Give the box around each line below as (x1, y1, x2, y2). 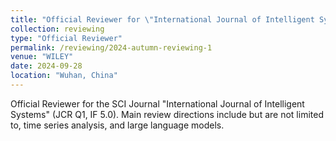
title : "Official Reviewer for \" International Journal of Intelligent (10, 14, 315, 25)
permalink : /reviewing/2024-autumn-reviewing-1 (10, 42, 213, 53)
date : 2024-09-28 (10, 61, 83, 71)
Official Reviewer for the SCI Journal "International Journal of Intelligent (10, 97, 305, 110)
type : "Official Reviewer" (10, 33, 123, 43)
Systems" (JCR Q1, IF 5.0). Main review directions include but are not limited (10, 108, 324, 120)
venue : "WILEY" (10, 52, 74, 62)
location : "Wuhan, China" (10, 71, 118, 81)
